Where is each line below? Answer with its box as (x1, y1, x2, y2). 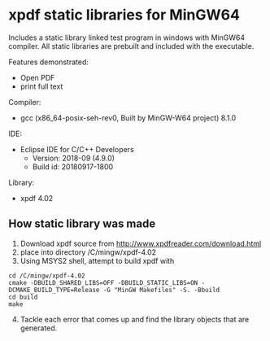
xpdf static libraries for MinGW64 (8, 6, 240, 24)
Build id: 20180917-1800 (32, 161, 114, 172)
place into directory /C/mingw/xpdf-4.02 (20, 247, 157, 257)
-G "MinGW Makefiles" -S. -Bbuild (102, 286, 220, 294)
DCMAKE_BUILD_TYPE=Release (8, 286, 100, 294)
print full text (20, 81, 63, 91)
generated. (20, 323, 58, 333)
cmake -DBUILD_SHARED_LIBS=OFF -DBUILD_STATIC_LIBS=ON (8, 278, 198, 286)
